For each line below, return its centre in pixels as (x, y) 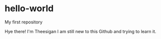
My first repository (24, 22)
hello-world (29, 9)
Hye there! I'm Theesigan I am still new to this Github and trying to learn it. (80, 31)
